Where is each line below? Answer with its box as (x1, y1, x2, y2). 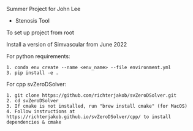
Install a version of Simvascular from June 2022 (6, 41, 127, 48)
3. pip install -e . (6, 70, 59, 76)
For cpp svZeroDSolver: (6, 81, 67, 88)
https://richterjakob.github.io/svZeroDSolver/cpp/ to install (6, 114, 172, 120)
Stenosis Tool (15, 17, 50, 24)
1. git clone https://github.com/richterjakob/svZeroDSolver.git (6, 92, 176, 99)
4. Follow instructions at (6, 108, 75, 114)
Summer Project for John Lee (6, 6, 81, 12)
